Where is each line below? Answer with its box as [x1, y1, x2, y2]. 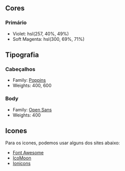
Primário [5, 19, 27, 26]
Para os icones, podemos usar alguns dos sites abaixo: [5, 140, 120, 146]
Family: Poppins [12, 77, 47, 83]
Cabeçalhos [5, 66, 35, 73]
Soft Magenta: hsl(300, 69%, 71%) [12, 36, 85, 42]
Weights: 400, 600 [12, 83, 52, 89]
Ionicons [12, 160, 31, 166]
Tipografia [5, 50, 39, 60]
